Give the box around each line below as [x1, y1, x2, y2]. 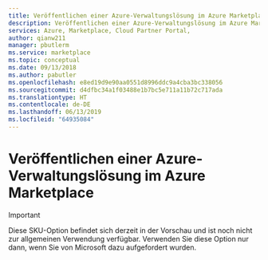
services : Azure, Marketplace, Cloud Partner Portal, [8, 26, 191, 34]
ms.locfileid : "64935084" [8, 116, 94, 124]
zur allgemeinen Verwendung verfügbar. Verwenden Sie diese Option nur [8, 234, 249, 243]
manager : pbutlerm [8, 41, 69, 49]
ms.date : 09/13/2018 [8, 64, 77, 72]
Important [8, 210, 41, 219]
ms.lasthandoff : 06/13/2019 [8, 108, 102, 116]
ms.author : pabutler [8, 71, 77, 79]
